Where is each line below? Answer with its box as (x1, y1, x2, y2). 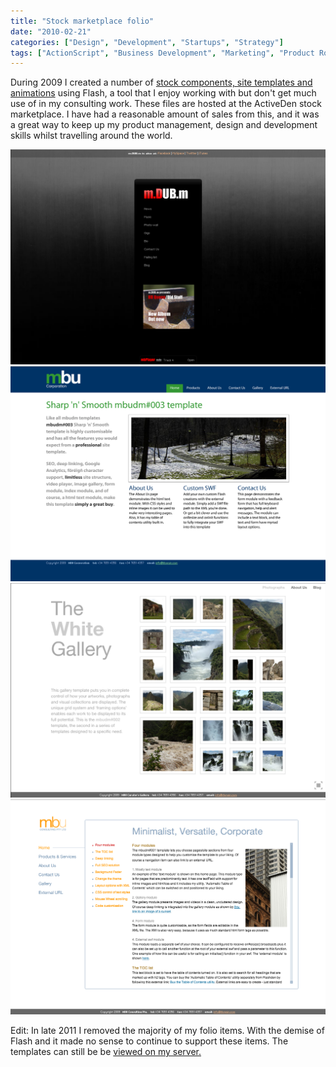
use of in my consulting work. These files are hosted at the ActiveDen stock (10, 98, 322, 110)
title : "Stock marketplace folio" (10, 16, 155, 26)
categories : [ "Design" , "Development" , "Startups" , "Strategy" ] (10, 37, 284, 47)
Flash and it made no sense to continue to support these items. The (10, 1035, 289, 1047)
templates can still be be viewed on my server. (10, 1046, 202, 1058)
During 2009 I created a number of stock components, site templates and (10, 76, 313, 89)
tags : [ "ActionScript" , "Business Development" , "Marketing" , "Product (10, 48, 315, 58)
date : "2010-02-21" (10, 26, 92, 37)
